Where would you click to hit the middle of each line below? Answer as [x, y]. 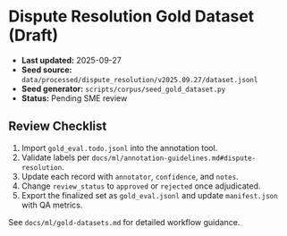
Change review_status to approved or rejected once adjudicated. [141, 186]
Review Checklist [58, 126]
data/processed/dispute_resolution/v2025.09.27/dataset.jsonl [139, 80]
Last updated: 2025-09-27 [71, 60]
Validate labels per [55, 157]
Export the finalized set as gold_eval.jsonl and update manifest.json [149, 195]
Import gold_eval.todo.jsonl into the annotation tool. [119, 147]
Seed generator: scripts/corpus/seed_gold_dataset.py [123, 88]
